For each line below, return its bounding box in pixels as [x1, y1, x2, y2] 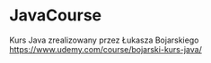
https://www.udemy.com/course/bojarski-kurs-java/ [9, 43, 202, 54]
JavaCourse [9, 5, 101, 26]
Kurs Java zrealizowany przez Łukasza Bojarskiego [9, 35, 199, 45]
